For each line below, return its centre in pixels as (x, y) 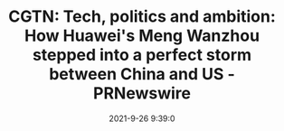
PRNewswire (142, 94)
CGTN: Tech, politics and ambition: (142, 17)
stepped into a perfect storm (142, 55)
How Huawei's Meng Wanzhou (142, 36)
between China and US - (142, 75)
